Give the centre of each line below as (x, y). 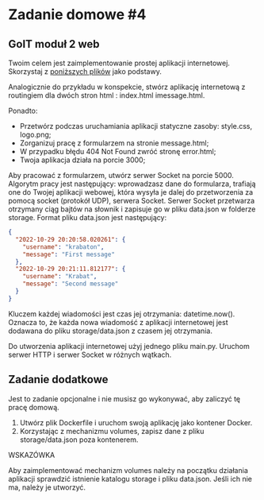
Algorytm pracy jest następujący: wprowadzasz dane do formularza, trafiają (132, 184)
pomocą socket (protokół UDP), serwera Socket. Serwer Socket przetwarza (132, 201)
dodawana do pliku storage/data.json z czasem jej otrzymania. (110, 331)
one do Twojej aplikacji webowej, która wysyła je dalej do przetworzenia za (131, 192)
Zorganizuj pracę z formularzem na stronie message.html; (114, 143)
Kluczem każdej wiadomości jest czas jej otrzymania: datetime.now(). (122, 314)
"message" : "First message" (69, 254)
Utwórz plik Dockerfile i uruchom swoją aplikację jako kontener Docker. (136, 422)
